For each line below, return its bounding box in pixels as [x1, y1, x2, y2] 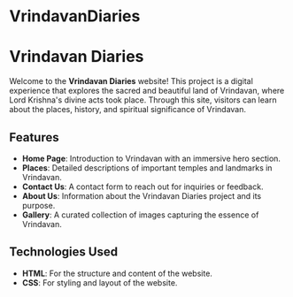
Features [9, 130, 59, 145]
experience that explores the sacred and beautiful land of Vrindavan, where [9, 86, 285, 96]
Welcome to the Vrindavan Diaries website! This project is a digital [9, 76, 254, 87]
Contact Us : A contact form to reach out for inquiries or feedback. [21, 181, 264, 192]
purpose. [21, 200, 56, 210]
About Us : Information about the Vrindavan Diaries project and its [21, 190, 262, 201]
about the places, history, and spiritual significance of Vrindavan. [9, 104, 246, 115]
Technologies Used [9, 245, 118, 260]
